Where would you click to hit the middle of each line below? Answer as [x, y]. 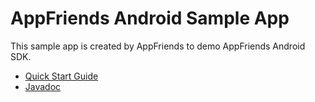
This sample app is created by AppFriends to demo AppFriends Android [158, 46]
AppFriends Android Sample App [150, 18]
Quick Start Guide [61, 76]
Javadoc [43, 86]
